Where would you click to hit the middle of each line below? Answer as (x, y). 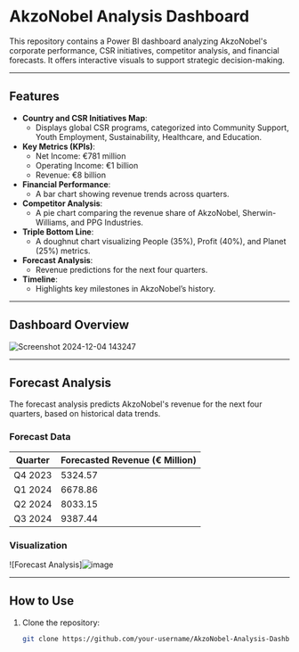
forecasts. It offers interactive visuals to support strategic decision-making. (147, 60)
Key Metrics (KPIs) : (59, 146)
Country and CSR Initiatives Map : (85, 118)
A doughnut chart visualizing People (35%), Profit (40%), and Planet (161, 241)
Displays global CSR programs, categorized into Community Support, (162, 128)
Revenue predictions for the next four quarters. (121, 269)
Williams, (52, 222)
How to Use (42, 601)
